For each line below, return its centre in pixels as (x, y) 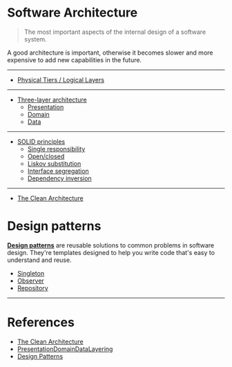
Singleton (31, 273)
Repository (32, 288)
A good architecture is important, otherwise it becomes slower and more (110, 53)
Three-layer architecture (52, 100)
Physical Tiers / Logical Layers (61, 79)
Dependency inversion (59, 178)
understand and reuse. (39, 260)
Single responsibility (56, 149)
